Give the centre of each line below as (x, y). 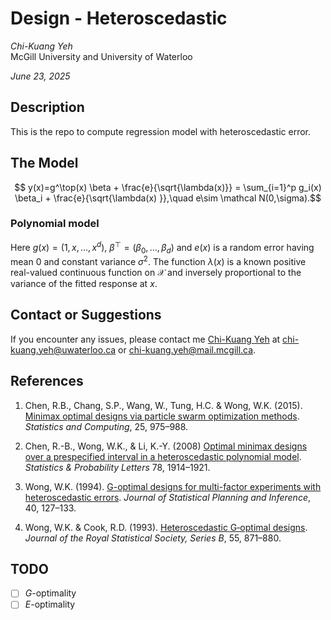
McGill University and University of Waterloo (101, 56)
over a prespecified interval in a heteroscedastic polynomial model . (163, 456)
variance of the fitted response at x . (84, 283)
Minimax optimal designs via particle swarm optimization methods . (162, 416)
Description (47, 107)
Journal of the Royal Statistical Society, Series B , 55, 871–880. (153, 538)
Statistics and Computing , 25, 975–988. (106, 426)
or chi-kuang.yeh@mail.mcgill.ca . (187, 349)
